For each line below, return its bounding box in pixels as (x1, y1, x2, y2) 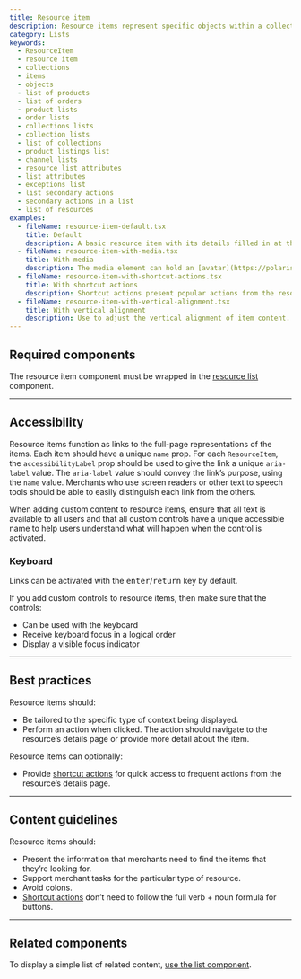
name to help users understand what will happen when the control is (9, 523, 262, 534)
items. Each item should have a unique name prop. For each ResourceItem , (9, 448, 279, 459)
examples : (9, 213, 47, 223)
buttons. (21, 901, 54, 912)
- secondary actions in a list (17, 197, 134, 207)
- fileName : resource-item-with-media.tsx (17, 247, 178, 256)
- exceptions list (17, 181, 87, 190)
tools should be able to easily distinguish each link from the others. (9, 486, 257, 497)
